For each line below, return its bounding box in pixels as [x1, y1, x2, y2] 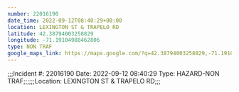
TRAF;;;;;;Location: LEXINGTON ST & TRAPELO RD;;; [7, 76, 161, 85]
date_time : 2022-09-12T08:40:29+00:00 [7, 17, 122, 24]
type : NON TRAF [7, 43, 53, 50]
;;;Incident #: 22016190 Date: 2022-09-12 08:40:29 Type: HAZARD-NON [7, 69, 220, 78]
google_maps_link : [7, 50, 62, 57]
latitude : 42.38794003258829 [7, 30, 94, 38]
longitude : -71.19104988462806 [7, 37, 100, 44]
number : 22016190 [7, 10, 59, 18]
